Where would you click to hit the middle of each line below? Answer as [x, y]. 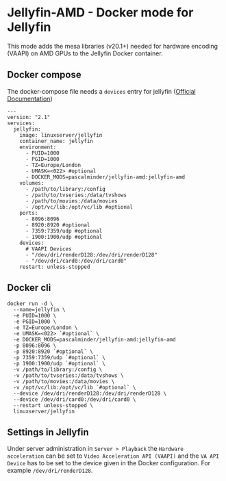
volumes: [32, 183]
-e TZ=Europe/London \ [46, 327]
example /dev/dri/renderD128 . [50, 471]
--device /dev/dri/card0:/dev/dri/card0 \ [75, 399]
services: [21, 123]
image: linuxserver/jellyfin [61, 135]
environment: [38, 147]
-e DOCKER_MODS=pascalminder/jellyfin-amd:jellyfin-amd [95, 339]
